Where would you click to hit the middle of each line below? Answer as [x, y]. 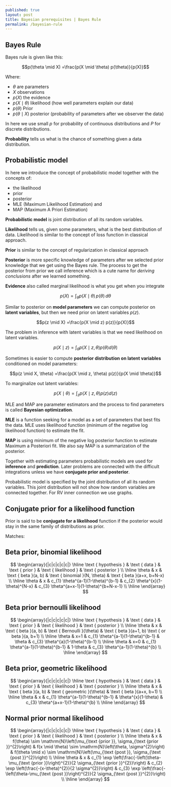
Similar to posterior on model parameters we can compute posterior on [80, 307]
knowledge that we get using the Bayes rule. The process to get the [76, 265]
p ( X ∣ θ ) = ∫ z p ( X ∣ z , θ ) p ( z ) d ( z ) [85, 394]
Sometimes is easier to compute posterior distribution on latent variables [83, 358]
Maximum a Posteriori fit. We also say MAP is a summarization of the [77, 446]
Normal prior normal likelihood [55, 718]
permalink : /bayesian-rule [34, 24]
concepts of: [19, 178]
